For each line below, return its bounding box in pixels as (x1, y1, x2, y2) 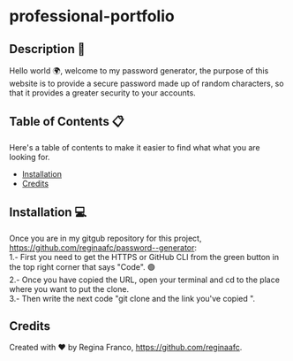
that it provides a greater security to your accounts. (9, 88, 196, 98)
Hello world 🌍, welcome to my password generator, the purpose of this (9, 65, 269, 76)
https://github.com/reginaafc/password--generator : (9, 242, 197, 253)
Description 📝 (9, 42, 86, 57)
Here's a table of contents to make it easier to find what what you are (9, 142, 260, 152)
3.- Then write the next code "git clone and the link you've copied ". (9, 293, 256, 303)
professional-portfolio (9, 6, 175, 27)
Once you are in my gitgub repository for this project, (9, 233, 202, 243)
